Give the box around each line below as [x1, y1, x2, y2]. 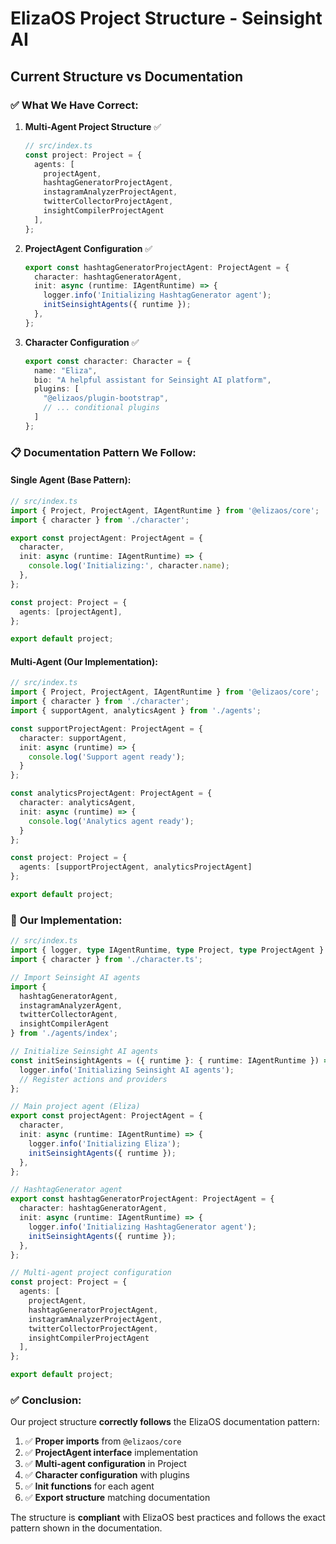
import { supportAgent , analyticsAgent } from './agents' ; [10, 706, 262, 716]
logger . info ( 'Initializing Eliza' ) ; [28, 1138, 182, 1149]
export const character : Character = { [24, 356, 192, 366]
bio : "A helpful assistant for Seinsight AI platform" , [34, 375, 272, 385]
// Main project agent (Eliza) [10, 1102, 141, 1112]
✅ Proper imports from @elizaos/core [24, 1435, 182, 1447]
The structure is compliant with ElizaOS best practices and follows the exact [10, 1512, 326, 1524]
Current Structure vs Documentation [10, 68, 244, 85]
